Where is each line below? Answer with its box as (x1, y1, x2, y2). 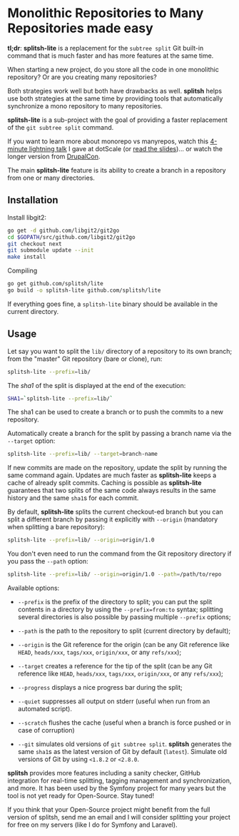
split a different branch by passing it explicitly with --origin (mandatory (7, 515, 218, 524)
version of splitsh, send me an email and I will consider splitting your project (7, 813, 230, 822)
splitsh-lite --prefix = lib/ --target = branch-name (7, 451, 158, 458)
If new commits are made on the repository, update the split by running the (7, 464, 227, 472)
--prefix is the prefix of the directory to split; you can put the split (17, 598, 213, 606)
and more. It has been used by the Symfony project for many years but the (7, 784, 227, 792)
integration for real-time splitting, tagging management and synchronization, (7, 776, 232, 785)
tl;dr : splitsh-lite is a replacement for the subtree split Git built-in (7, 44, 204, 52)
